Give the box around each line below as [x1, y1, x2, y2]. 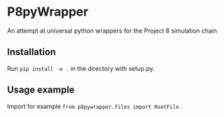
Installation [7, 46, 56, 58]
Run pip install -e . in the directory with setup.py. [7, 64, 155, 72]
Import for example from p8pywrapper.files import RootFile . [7, 102, 183, 110]
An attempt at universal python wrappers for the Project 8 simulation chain [7, 27, 217, 35]
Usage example [7, 84, 75, 96]
